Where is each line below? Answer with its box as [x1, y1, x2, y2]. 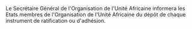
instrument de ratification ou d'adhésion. [5, 17, 106, 24]
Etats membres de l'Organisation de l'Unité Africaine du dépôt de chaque [5, 11, 186, 18]
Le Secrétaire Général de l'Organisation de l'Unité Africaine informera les [5, 5, 185, 12]
